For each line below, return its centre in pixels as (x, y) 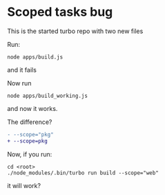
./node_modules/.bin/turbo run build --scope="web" (83, 173)
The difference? (30, 122)
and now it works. (32, 108)
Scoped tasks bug (60, 12)
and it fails (22, 70)
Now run (19, 83)
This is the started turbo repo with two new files (75, 31)
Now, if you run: (30, 154)
